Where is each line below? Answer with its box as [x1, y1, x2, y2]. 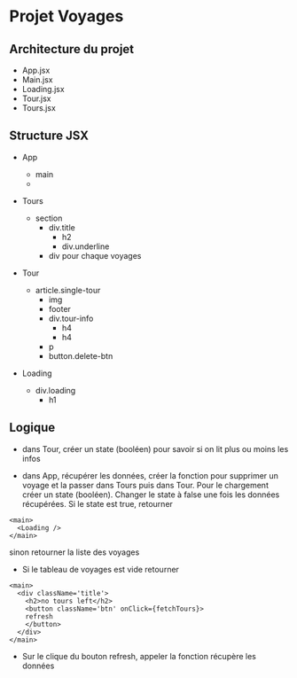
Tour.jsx [21, 93, 51, 104]
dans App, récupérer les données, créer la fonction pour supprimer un [21, 470, 279, 480]
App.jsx [21, 65, 51, 75]
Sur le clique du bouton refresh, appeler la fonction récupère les [21, 651, 257, 661]
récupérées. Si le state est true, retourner [21, 498, 173, 509]
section [35, 213, 63, 223]
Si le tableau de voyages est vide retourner [21, 564, 180, 574]
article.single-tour [35, 284, 101, 295]
